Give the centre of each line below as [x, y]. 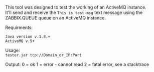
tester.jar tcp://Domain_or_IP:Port [43, 55]
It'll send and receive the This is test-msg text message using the [74, 12]
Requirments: [19, 27]
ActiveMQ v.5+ [20, 41]
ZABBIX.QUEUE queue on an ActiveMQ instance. [56, 18]
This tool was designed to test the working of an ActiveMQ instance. [76, 7]
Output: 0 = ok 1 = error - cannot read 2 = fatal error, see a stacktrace [77, 64]
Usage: [13, 50]
